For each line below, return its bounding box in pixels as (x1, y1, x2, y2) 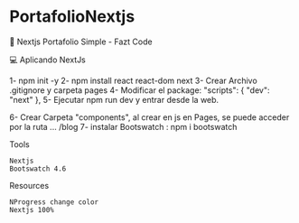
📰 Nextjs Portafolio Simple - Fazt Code (9, 36, 153, 47)
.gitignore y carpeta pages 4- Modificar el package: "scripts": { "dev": (9, 84, 270, 96)
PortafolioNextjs (9, 6, 135, 27)
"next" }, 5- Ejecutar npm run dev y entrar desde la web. (9, 94, 220, 105)
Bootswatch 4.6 (9, 164, 67, 173)
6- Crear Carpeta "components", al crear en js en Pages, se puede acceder (9, 111, 290, 123)
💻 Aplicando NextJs (9, 54, 86, 65)
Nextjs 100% (9, 205, 54, 214)
